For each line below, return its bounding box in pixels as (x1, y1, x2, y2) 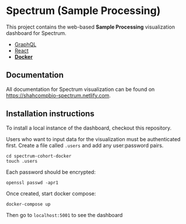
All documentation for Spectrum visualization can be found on (6, 86, 155, 93)
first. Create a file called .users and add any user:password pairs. (6, 142, 164, 149)
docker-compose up (6, 201, 51, 207)
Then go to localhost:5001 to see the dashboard (6, 211, 123, 218)
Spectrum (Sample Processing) (6, 4, 161, 17)
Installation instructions (6, 109, 94, 119)
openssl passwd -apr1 (6, 180, 59, 185)
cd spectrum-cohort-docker (6, 153, 72, 159)
